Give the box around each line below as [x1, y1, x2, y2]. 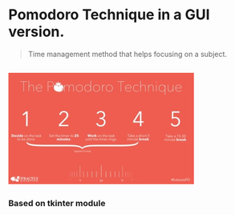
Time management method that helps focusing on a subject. [27, 49, 227, 59]
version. [8, 22, 65, 41]
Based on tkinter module [8, 198, 106, 209]
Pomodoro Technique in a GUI [8, 6, 210, 24]
